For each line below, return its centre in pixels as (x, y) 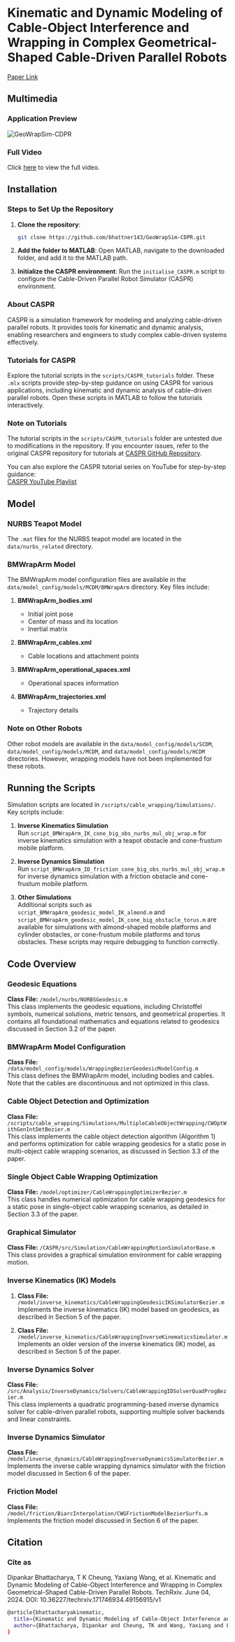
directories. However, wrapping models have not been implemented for (110, 758)
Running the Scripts (51, 788)
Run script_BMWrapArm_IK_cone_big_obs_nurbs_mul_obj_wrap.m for (112, 833)
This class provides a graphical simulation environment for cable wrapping (115, 1255)
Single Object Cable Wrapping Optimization (83, 1176)
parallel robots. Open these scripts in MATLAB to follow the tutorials (105, 398)
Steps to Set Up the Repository (60, 209)
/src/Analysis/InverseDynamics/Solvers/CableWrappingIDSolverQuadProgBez (117, 1391)
